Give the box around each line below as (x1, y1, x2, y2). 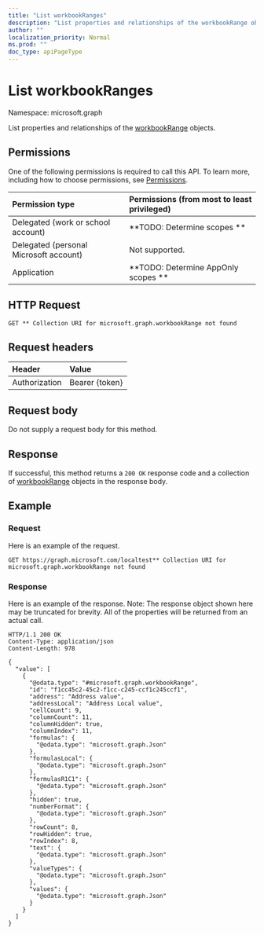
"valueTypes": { (28, 864, 82, 872)
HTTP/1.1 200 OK (8, 630, 61, 639)
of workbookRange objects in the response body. (8, 477, 168, 486)
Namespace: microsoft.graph (8, 108, 103, 117)
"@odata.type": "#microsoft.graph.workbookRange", (28, 679, 199, 687)
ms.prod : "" (8, 41, 47, 49)
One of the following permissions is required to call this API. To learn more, (8, 167, 251, 176)
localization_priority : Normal (8, 33, 111, 42)
